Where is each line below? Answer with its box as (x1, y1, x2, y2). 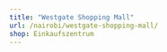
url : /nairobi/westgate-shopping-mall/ (9, 21, 159, 30)
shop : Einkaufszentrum (9, 29, 94, 38)
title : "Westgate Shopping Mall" (9, 12, 135, 22)
